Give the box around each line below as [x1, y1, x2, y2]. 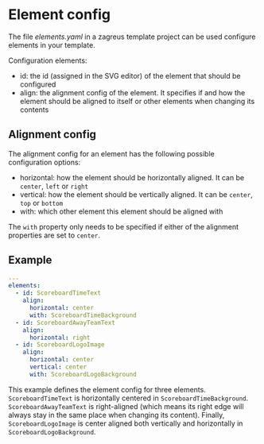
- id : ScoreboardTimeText [15, 289, 102, 297]
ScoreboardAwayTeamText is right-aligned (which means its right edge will [8, 401, 244, 411]
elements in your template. [8, 40, 95, 49]
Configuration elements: [8, 56, 87, 65]
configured [19, 79, 56, 89]
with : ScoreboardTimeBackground [29, 311, 137, 319]
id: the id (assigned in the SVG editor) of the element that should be [19, 71, 241, 80]
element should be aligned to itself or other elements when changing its [19, 96, 255, 106]
